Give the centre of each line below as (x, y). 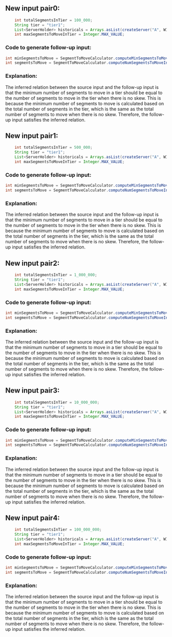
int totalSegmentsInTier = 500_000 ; (54, 148)
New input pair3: (33, 391)
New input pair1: (32, 136)
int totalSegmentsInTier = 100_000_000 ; (58, 530)
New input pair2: (33, 263)
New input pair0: (33, 8)
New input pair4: (33, 518)
